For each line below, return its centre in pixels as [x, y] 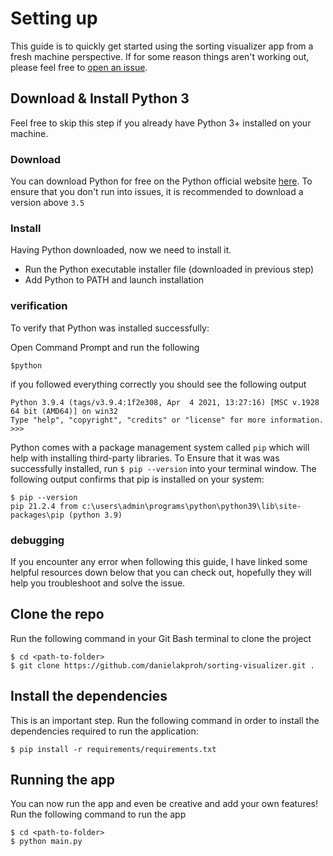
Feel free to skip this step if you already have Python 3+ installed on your [161, 123]
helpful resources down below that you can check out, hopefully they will [161, 572]
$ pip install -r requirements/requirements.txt [113, 749]
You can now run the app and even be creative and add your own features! [164, 804]
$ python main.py [46, 842]
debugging [37, 540]
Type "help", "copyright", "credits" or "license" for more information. [167, 420]
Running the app [62, 779]
